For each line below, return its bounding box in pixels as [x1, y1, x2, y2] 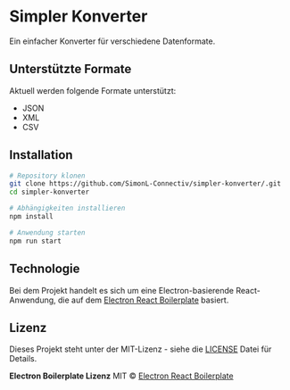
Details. [9, 353, 37, 364]
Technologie [9, 261, 80, 277]
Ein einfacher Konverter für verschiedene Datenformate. [9, 36, 216, 46]
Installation [9, 147, 73, 162]
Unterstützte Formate [9, 62, 132, 77]
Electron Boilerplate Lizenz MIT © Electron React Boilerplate [9, 370, 234, 381]
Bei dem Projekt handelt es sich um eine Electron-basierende [9, 285, 235, 295]
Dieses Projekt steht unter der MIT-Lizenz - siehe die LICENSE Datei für [9, 344, 272, 354]
